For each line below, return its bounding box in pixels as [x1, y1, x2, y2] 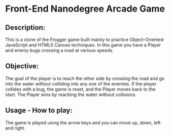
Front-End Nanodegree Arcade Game [5, 3, 165, 15]
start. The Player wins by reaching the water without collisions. [5, 92, 137, 98]
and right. [5, 125, 25, 131]
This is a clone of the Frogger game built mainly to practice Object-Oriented [5, 36, 164, 42]
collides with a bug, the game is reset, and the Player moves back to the [5, 86, 156, 92]
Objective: [5, 62, 39, 71]
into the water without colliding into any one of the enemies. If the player [5, 80, 157, 86]
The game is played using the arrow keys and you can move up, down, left [5, 119, 161, 125]
